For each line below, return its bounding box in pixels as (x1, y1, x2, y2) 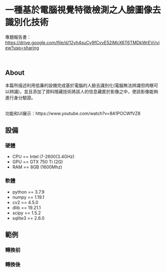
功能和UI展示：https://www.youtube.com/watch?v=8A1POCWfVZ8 (5, 110, 141, 116)
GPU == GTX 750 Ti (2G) (12, 159, 63, 165)
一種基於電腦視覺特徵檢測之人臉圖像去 (5, 4, 162, 16)
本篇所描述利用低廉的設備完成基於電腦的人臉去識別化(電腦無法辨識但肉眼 (5, 82, 154, 88)
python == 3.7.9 (12, 189, 45, 195)
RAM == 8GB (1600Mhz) (12, 164, 63, 170)
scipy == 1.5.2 (12, 210, 41, 216)
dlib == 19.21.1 (12, 204, 41, 210)
